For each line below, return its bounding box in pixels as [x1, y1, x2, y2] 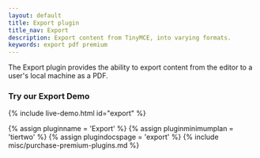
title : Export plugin [8, 19, 80, 27]
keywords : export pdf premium [8, 41, 108, 49]
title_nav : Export [8, 26, 69, 34]
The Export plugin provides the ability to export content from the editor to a [8, 62, 253, 72]
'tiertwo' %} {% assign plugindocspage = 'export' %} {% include [8, 132, 219, 142]
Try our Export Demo [8, 91, 90, 102]
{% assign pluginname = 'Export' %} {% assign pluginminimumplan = [8, 124, 235, 134]
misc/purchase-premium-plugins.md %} [8, 141, 140, 150]
